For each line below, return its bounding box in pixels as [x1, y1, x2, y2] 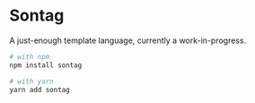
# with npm [9, 52, 50, 61]
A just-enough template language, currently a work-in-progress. [9, 35, 247, 46]
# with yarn [9, 77, 54, 86]
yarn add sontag [9, 85, 70, 94]
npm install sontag [9, 60, 83, 70]
